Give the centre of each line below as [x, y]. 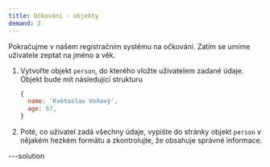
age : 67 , [42, 109]
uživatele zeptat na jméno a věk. [62, 55]
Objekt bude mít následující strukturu [81, 79]
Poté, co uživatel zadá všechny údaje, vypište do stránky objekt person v [141, 132]
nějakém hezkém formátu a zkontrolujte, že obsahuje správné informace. [141, 140]
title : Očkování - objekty [54, 16]
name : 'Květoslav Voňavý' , [73, 102]
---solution [27, 156]
